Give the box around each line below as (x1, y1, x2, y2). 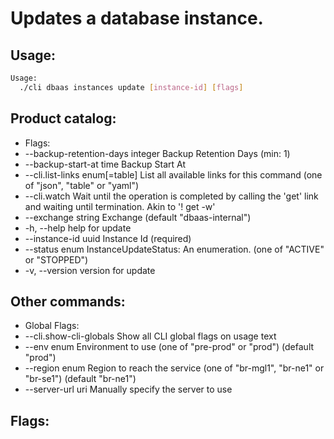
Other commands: (10, 293, 126, 310)
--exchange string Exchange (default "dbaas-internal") (24, 211, 252, 223)
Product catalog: (10, 110, 117, 127)
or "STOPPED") (24, 253, 89, 266)
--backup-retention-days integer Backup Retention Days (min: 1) (24, 147, 291, 159)
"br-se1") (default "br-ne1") (24, 373, 137, 385)
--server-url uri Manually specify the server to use (24, 383, 233, 396)
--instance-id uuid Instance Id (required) (24, 232, 192, 244)
